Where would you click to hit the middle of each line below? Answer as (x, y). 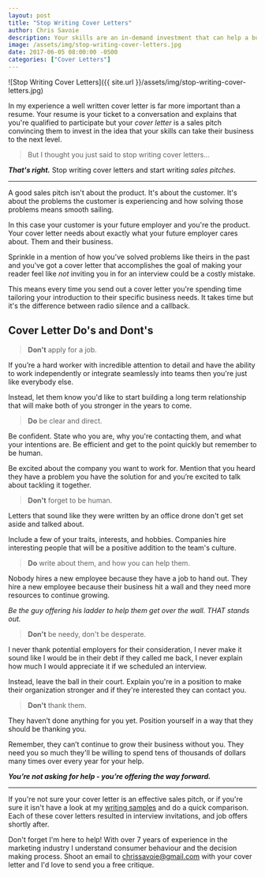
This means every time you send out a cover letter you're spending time (125, 288)
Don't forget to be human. (70, 500)
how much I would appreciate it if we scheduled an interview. (107, 666)
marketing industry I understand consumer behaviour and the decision (123, 848)
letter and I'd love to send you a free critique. (81, 864)
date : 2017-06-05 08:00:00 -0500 (63, 52)
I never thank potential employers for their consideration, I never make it (125, 649)
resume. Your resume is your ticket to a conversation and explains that (123, 114)
